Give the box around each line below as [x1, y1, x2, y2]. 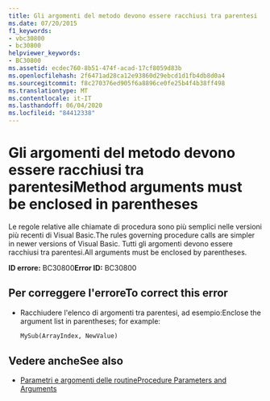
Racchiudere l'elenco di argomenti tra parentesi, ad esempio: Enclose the [19, 308, 262, 317]
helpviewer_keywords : [8, 49, 81, 57]
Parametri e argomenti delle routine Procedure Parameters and [19, 375, 227, 385]
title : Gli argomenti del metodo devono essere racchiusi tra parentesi [8, 11, 258, 20]
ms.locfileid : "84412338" [8, 110, 95, 118]
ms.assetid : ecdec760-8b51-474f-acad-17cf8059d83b [8, 64, 182, 72]
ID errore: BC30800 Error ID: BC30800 [8, 263, 137, 272]
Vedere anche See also [8, 354, 123, 368]
